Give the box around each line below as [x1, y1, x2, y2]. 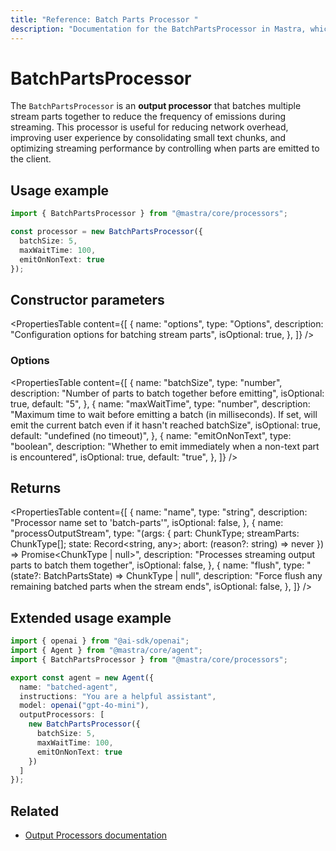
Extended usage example [10, 609, 172, 626]
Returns [10, 480, 62, 496]
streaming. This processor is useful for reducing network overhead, [10, 121, 289, 133]
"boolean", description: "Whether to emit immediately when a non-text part [10, 440, 320, 452]
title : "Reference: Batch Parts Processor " [10, 14, 199, 25]
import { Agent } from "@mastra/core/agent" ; [10, 646, 203, 656]
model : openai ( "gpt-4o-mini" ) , [19, 701, 150, 711]
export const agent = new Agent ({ [10, 672, 155, 683]
